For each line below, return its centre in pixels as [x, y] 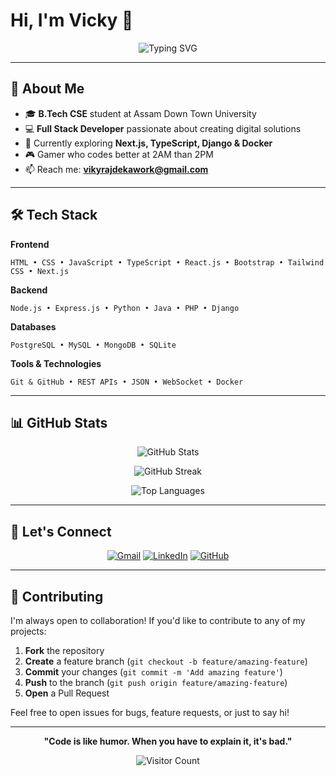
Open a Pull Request [67, 693]
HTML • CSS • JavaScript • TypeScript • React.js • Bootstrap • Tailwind [167, 262]
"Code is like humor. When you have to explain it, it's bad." [168, 741]
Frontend [30, 244]
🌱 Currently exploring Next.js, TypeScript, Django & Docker [148, 143]
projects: [28, 631]
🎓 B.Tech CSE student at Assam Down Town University [140, 113]
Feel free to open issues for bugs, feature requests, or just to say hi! [150, 712]
